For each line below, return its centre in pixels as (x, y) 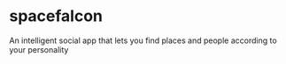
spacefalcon (56, 16)
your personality (39, 49)
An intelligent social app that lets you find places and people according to (143, 40)
